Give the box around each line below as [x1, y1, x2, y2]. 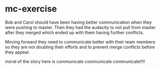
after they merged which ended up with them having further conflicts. [5, 29, 144, 35]
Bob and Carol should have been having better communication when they [5, 19, 152, 25]
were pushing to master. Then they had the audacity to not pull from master [5, 24, 156, 30]
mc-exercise [5, 3, 57, 14]
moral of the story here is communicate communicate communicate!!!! [5, 58, 145, 64]
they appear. [5, 49, 31, 55]
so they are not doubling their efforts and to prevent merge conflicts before [5, 44, 155, 50]
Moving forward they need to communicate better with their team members [5, 39, 156, 44]
